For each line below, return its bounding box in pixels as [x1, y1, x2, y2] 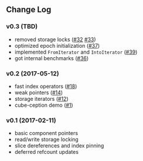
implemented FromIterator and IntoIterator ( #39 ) [14, 48, 138, 55]
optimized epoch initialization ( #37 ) [14, 42, 100, 49]
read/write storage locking [14, 136, 79, 143]
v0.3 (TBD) [6, 22, 38, 31]
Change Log [6, 5, 52, 15]
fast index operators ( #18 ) [14, 83, 77, 90]
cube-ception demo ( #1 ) [14, 101, 73, 109]
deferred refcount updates [14, 149, 79, 156]
